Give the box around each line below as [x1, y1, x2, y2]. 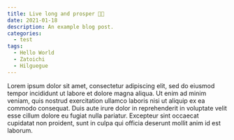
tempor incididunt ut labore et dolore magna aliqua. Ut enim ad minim [7, 89, 207, 97]
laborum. [7, 126, 34, 134]
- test [13, 36, 33, 43]
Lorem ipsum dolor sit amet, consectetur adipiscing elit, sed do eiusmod [7, 81, 215, 90]
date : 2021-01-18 [7, 17, 58, 24]
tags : [7, 43, 23, 50]
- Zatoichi [13, 56, 45, 63]
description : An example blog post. [7, 23, 114, 30]
